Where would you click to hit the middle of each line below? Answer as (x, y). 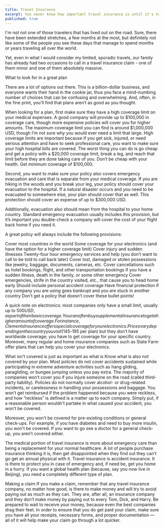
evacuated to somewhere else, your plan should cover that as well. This (77, 194)
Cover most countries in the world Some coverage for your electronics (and (81, 244)
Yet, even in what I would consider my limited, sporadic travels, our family (79, 58)
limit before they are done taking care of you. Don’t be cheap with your (76, 159)
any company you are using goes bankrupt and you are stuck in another (77, 291)
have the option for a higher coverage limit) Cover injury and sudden (74, 249)
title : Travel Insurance (30, 10)
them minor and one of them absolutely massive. (54, 68)
